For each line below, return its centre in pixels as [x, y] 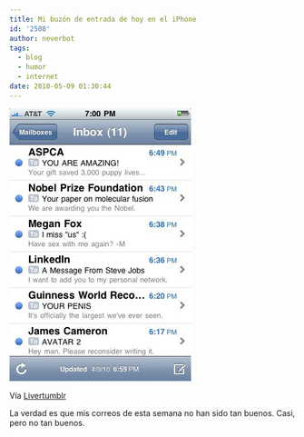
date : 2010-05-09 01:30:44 [60, 86]
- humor [32, 67]
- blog [30, 58]
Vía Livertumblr [38, 395]
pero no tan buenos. [47, 422]
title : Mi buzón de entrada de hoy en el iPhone [103, 19]
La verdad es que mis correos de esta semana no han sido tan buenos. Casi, [152, 412]
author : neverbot [42, 38]
